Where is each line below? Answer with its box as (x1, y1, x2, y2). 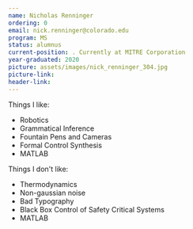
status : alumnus (8, 41, 62, 49)
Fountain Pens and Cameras (19, 132, 112, 141)
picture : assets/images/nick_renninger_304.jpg (8, 63, 168, 71)
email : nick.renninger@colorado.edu (8, 26, 129, 34)
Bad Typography (19, 196, 74, 206)
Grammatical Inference (19, 124, 95, 133)
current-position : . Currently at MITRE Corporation (8, 48, 186, 56)
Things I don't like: (8, 164, 69, 174)
